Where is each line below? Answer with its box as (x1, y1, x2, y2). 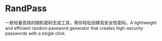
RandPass (5, 3, 47, 14)
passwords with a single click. (5, 30, 66, 36)
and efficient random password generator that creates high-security (5, 25, 144, 31)
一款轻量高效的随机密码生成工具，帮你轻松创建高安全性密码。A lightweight (5, 20, 157, 25)
